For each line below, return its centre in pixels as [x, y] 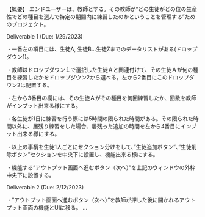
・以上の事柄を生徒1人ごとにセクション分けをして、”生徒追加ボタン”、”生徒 [99, 147]
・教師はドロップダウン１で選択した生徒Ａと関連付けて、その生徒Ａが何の [100, 70]
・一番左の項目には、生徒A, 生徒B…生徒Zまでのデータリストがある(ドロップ [102, 49]
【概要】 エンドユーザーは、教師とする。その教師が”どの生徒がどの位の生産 [102, 9]
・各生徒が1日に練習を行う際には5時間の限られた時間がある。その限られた [100, 119]
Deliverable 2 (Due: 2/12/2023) [45, 187]
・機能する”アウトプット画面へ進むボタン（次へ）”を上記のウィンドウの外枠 [101, 167]
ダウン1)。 [19, 57]
